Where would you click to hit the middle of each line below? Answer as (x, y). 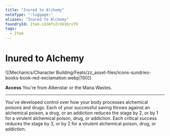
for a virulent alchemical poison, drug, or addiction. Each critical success (81, 118)
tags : (11, 29)
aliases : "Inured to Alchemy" (37, 19)
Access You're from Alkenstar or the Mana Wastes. (59, 87)
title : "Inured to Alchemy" (35, 10)
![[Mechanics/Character (30, 72)
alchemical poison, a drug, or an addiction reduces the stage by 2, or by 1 (82, 113)
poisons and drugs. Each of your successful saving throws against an (78, 107)
